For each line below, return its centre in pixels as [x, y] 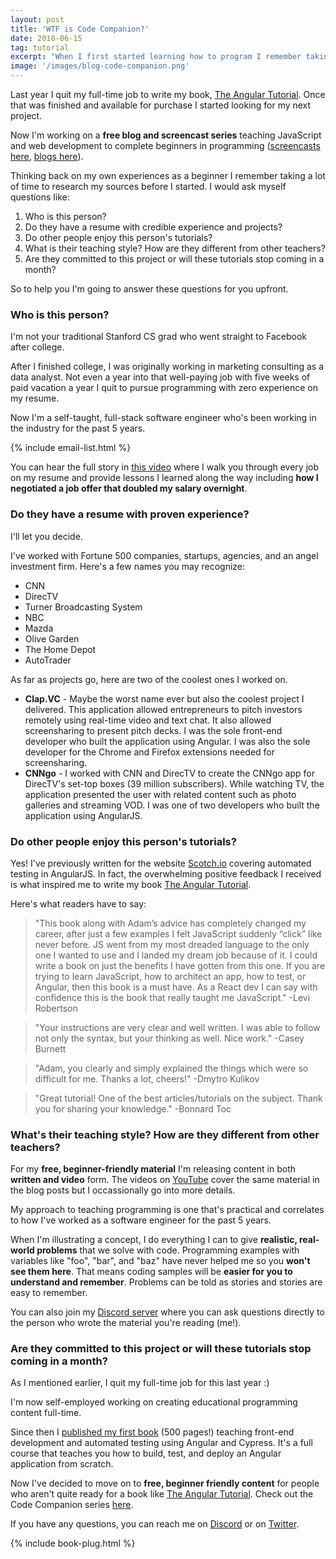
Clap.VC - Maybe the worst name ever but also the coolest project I [164, 698]
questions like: [40, 197]
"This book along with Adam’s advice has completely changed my [170, 923]
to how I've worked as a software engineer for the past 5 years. [141, 1220]
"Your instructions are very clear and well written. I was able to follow [177, 1027]
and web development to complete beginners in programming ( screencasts [165, 145]
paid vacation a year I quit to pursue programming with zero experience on [164, 388]
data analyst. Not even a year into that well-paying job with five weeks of [160, 377]
